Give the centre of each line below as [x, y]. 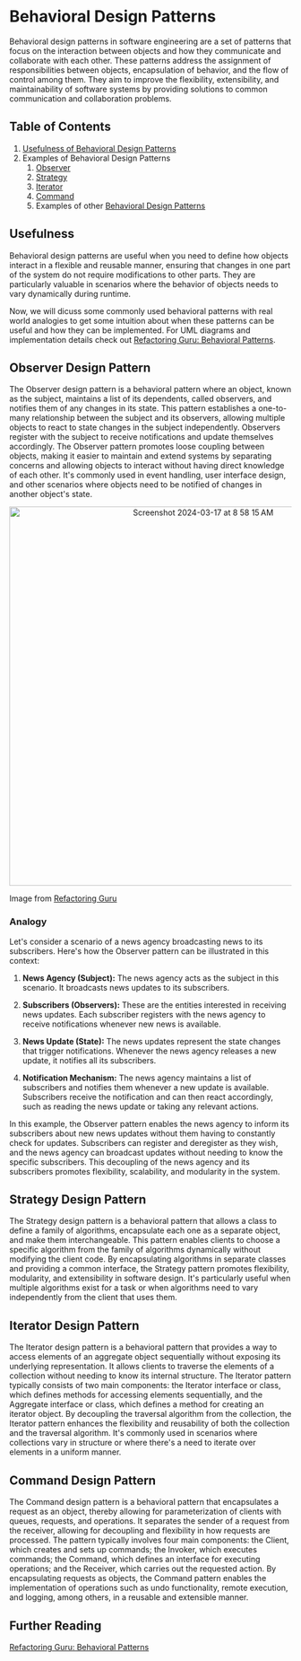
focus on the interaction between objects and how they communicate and [145, 50]
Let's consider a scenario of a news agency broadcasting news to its [136, 941]
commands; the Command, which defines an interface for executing [135, 1560]
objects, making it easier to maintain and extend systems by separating [141, 456]
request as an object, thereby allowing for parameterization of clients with [146, 1512]
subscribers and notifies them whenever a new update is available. [146, 1087]
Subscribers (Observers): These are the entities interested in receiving [154, 1005]
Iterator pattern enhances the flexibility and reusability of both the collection [150, 1423]
